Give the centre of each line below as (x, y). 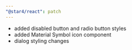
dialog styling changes (42, 41)
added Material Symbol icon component (62, 34)
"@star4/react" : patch (33, 11)
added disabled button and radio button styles (70, 28)
